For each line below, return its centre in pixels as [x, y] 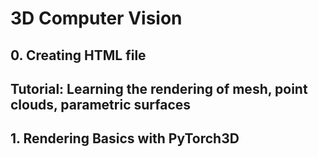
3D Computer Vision [96, 18]
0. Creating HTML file [78, 55]
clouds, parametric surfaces [101, 104]
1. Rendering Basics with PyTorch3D [125, 138]
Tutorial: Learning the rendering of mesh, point [159, 88]
